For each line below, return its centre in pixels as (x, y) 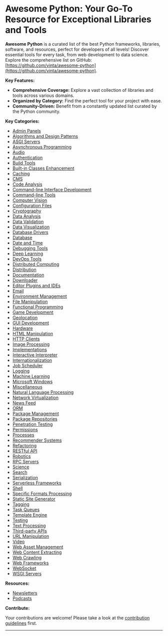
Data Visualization (31, 227)
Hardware (23, 328)
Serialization (25, 477)
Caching (21, 173)
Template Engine (30, 515)
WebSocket (24, 568)
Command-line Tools (34, 195)
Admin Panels (26, 131)
